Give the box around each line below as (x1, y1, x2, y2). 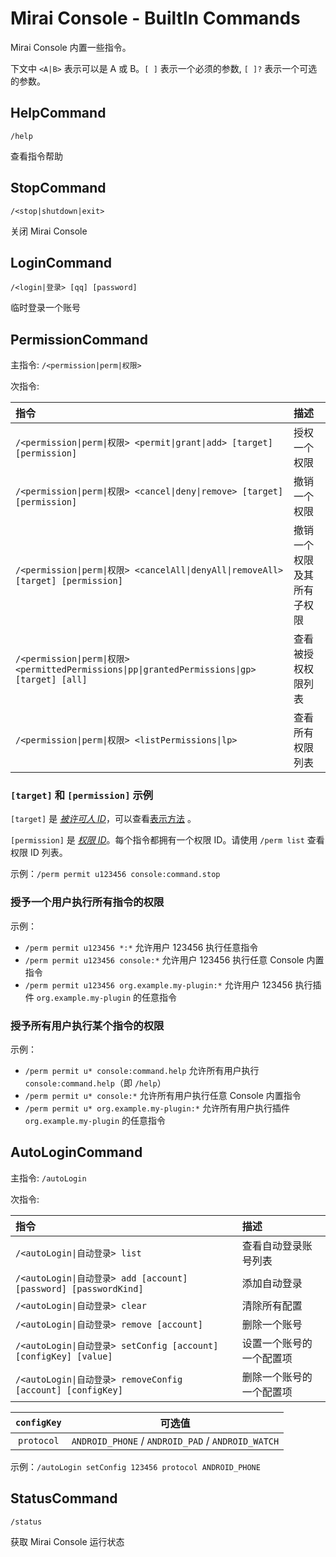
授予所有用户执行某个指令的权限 (10, 1018, 165, 1032)
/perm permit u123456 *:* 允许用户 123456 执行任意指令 (24, 941, 259, 953)
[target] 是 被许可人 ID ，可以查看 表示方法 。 (10, 813, 197, 825)
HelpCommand (10, 105, 107, 122)
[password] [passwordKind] (15, 1283, 144, 1294)
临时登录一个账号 (10, 302, 81, 314)
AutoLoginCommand (10, 1144, 143, 1161)
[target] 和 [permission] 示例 (10, 788, 154, 802)
